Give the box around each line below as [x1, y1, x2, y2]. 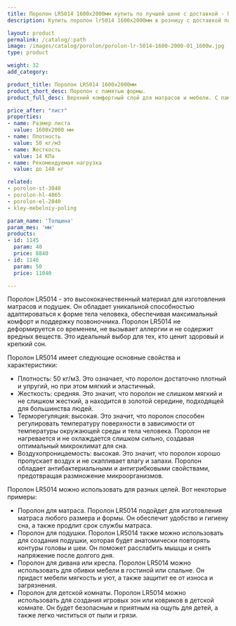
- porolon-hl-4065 [7, 191, 61, 198]
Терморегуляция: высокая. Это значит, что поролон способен [17, 412, 205, 421]
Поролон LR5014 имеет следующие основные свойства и [7, 353, 181, 362]
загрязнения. [17, 581, 58, 589]
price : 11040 [13, 269, 52, 276]
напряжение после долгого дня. [17, 551, 114, 560]
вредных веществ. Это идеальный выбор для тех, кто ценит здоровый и [7, 332, 224, 341]
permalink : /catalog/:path [7, 36, 86, 43]
